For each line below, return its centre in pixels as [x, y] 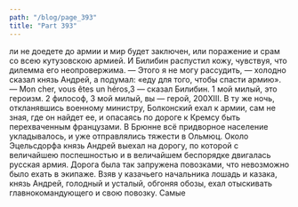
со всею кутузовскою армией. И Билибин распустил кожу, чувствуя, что [148, 60]
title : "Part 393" [43, 26]
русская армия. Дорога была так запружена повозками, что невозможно [149, 164]
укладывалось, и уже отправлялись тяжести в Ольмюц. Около [129, 136]
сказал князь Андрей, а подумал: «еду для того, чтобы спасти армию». [145, 79]
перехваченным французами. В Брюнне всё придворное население [139, 126]
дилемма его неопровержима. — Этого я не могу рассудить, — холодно [148, 70]
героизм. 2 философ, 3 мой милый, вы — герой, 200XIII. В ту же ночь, [142, 98]
